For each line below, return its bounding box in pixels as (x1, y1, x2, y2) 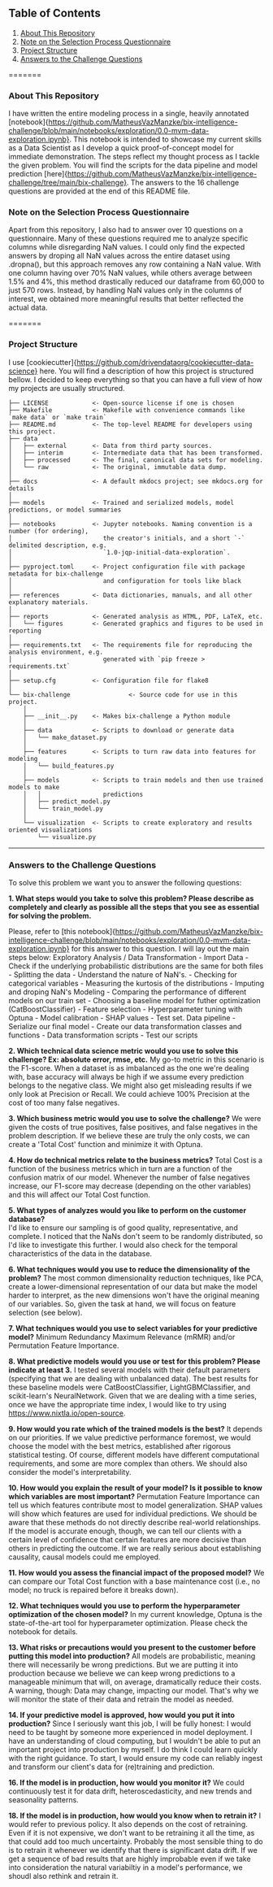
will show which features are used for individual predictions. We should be (8, 1509, 258, 1519)
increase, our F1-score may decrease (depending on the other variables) (8, 1181, 252, 1190)
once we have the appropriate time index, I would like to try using (8, 1400, 227, 1409)
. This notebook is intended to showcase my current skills (68, 134, 262, 145)
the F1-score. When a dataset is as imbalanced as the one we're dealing (8, 1063, 249, 1072)
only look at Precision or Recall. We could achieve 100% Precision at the (8, 1089, 250, 1098)
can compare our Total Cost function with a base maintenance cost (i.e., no (8, 1576, 261, 1586)
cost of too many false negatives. (8, 1098, 120, 1107)
